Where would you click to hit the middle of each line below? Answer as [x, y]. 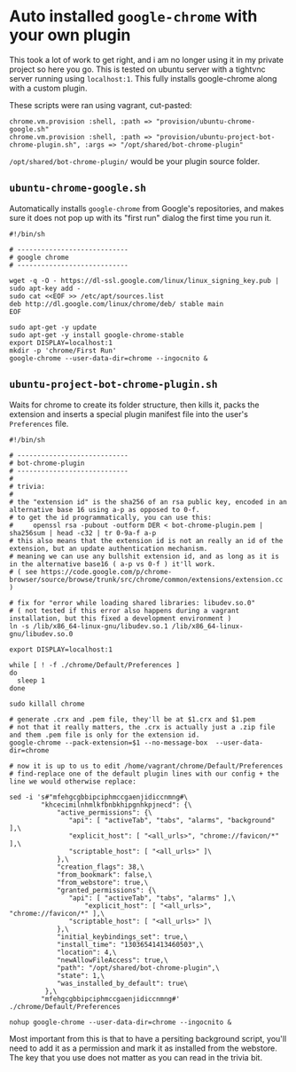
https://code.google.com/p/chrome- [107, 571]
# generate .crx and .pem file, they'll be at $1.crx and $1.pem [132, 719]
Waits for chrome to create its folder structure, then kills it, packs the [134, 405]
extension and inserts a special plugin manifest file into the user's [129, 414]
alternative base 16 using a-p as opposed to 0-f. [105, 509]
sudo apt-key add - [45, 288]
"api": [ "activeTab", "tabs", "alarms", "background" [172, 820]
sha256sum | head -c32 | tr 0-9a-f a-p [83, 533]
